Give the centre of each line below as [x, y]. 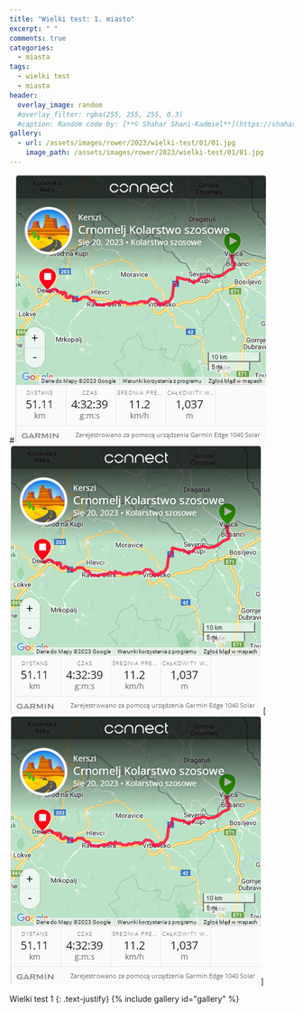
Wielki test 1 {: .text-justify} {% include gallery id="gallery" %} [124, 999]
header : [24, 95]
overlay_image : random [60, 105]
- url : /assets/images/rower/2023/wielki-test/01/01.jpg [127, 143]
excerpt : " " [34, 28]
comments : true [38, 38]
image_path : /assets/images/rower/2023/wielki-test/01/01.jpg [145, 153]
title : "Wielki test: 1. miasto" [72, 19]
